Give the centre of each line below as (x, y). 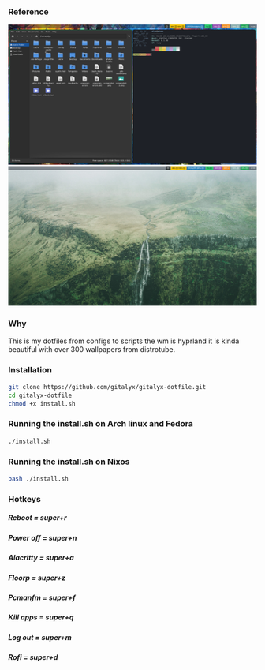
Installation (30, 369)
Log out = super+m (40, 637)
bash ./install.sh (38, 479)
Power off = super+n (43, 537)
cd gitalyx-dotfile (40, 395)
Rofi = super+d (33, 657)
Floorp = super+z (37, 578)
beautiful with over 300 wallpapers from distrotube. (92, 349)
